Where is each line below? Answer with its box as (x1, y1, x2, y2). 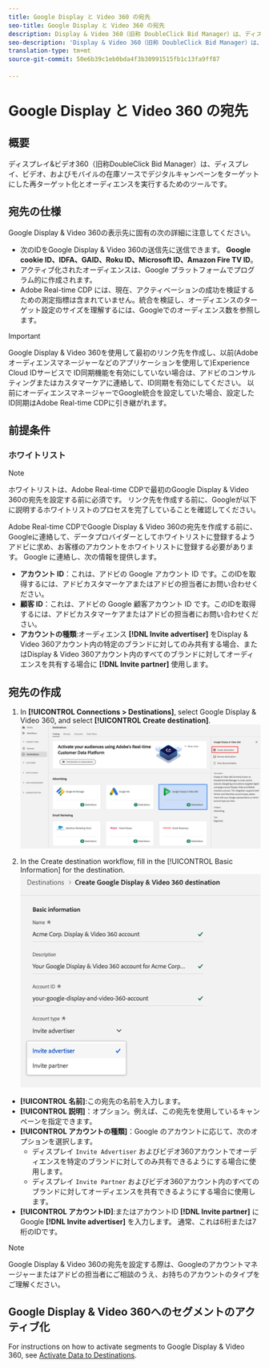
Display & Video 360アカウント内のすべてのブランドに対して (26, 649, 227, 659)
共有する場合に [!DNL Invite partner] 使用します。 (47, 659, 213, 670)
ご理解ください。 (8, 1279, 65, 1289)
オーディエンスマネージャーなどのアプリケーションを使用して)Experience (8, 357, 250, 367)
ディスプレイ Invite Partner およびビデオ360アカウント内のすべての (31, 1176, 260, 1186)
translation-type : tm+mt (8, 47, 91, 55)
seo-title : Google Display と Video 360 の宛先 (8, 21, 166, 30)
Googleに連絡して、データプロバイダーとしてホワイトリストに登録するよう (8, 532, 256, 542)
